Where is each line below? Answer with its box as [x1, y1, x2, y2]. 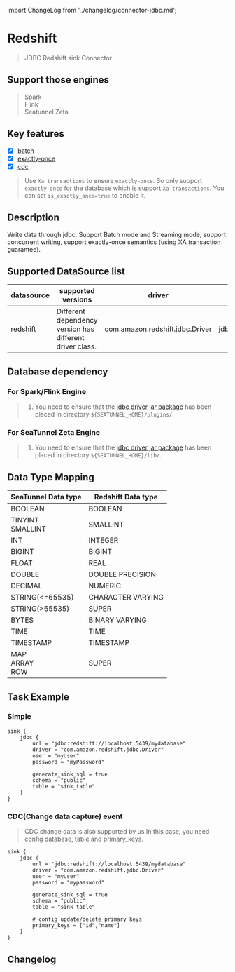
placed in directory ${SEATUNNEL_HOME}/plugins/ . [34, 410, 175, 419]
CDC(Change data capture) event [7, 811, 123, 821]
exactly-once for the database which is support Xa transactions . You [24, 184, 225, 192]
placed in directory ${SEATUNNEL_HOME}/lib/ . [34, 451, 162, 459]
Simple [7, 712, 31, 722]
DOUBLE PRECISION [88, 569, 156, 579]
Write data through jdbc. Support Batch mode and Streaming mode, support [7, 230, 226, 238]
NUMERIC [88, 581, 122, 591]
